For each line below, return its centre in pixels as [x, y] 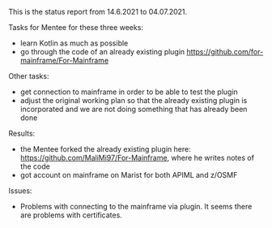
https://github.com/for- [225, 52]
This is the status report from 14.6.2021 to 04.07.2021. [98, 12]
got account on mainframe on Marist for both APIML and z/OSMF [129, 175]
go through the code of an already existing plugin [102, 52]
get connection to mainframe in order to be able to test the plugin [129, 92]
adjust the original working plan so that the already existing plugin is [134, 100]
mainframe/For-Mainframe [64, 60]
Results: [22, 133]
